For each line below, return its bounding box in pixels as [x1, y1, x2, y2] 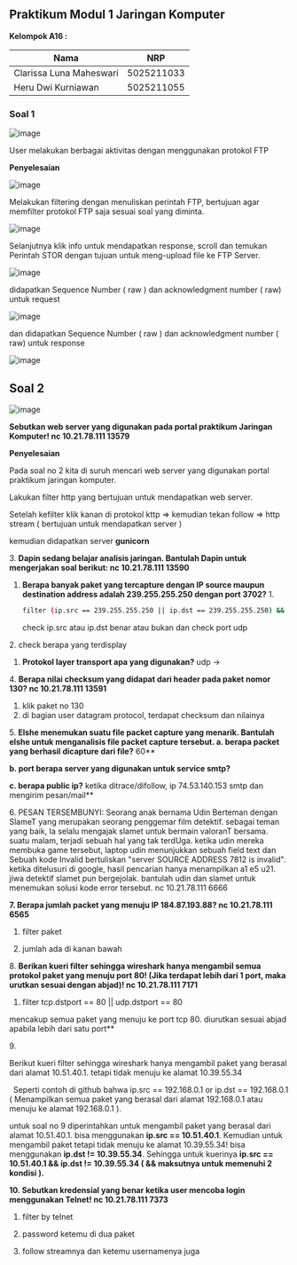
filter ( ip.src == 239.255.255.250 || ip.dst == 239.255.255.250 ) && [21, 605, 285, 615]
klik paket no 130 [21, 700, 84, 711]
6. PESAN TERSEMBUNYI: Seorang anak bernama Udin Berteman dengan [9, 807, 278, 818]
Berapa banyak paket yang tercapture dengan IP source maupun [21, 579, 265, 589]
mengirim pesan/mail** [9, 789, 94, 800]
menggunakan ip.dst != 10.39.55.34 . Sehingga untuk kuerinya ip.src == [9, 1149, 274, 1159]
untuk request [9, 294, 60, 304]
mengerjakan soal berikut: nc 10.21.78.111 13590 [9, 562, 190, 573]
